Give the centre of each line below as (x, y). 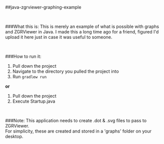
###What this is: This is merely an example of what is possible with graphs (82, 26)
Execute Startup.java (34, 101)
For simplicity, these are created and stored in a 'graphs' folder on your (78, 131)
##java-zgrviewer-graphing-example (43, 7)
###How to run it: (23, 56)
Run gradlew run (29, 76)
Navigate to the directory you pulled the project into (65, 71)
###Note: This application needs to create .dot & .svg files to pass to (76, 121)
